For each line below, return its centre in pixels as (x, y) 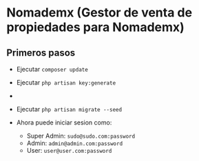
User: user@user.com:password (69, 150)
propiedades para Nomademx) (96, 27)
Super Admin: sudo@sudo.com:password (81, 136)
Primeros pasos (41, 53)
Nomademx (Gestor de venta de (99, 13)
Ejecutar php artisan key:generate (66, 83)
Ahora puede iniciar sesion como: (64, 122)
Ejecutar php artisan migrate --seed (69, 109)
